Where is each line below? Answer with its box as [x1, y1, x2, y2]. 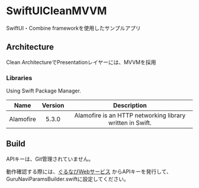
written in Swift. [108, 119, 152, 127]
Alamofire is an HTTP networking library [74, 111, 186, 120]
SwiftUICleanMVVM [6, 4, 107, 18]
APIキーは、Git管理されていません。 [6, 155, 94, 162]
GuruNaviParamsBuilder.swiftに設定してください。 [6, 175, 129, 182]
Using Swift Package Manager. [6, 87, 81, 94]
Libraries [6, 74, 33, 82]
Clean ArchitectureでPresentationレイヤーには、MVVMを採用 [6, 58, 156, 66]
